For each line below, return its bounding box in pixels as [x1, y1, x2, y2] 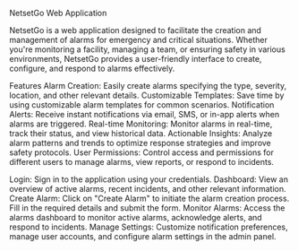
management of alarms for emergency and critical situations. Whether [9, 35, 268, 45]
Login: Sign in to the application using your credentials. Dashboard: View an [9, 174, 289, 185]
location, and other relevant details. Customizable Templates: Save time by [9, 90, 285, 100]
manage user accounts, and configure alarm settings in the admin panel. [9, 231, 277, 241]
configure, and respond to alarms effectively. [9, 63, 175, 74]
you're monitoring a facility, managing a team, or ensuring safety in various [9, 44, 286, 55]
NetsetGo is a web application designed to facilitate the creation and [9, 25, 262, 35]
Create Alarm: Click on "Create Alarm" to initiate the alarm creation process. [9, 193, 290, 203]
